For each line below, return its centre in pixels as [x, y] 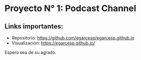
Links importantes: [34, 26]
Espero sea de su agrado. [31, 52]
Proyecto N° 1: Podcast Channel [70, 8]
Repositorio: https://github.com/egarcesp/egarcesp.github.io [73, 38]
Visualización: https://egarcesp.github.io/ [53, 43]
